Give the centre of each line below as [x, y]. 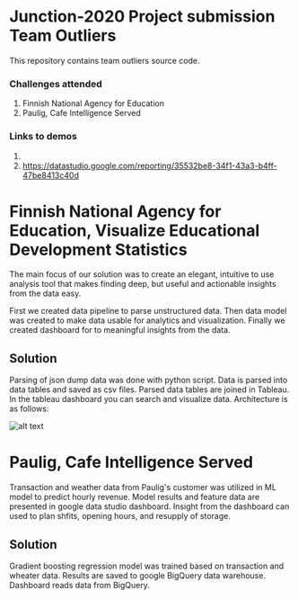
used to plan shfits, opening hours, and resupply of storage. [120, 516]
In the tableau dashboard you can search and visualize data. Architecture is [149, 399]
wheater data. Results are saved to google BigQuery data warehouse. [138, 576]
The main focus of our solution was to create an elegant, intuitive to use [142, 274]
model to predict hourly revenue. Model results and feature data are [135, 497]
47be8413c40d [50, 175]
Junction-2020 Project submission [142, 17]
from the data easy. [45, 293]
